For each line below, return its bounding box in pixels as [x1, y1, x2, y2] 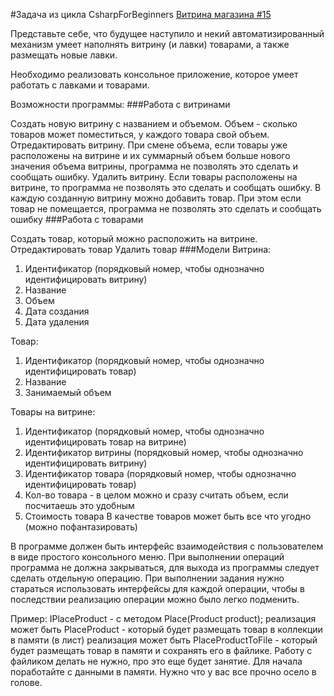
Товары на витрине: [10, 406, 96, 418]
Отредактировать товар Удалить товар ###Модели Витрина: [10, 244, 272, 255]
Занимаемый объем [24, 387, 112, 398]
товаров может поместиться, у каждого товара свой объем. [10, 129, 270, 140]
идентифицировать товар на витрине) [24, 436, 187, 448]
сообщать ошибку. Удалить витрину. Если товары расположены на [10, 171, 298, 183]
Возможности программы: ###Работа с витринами [10, 99, 231, 110]
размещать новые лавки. [10, 49, 118, 61]
